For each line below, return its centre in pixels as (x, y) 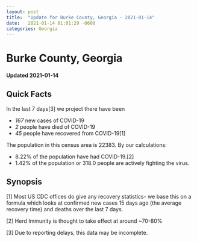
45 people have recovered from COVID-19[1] (70, 133)
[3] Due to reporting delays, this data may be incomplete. (77, 232)
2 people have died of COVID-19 (55, 126)
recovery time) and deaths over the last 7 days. (65, 209)
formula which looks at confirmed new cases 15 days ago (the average (94, 203)
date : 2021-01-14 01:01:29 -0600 (51, 23)
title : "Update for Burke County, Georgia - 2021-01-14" (80, 17)
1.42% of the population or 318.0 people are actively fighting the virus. (102, 163)
